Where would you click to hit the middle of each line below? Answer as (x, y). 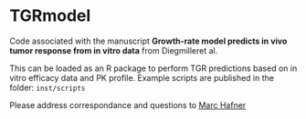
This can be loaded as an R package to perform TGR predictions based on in (153, 68)
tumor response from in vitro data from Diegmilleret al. (114, 50)
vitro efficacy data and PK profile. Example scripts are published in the (142, 77)
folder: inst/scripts (47, 87)
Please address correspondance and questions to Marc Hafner (128, 104)
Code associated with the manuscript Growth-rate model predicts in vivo (148, 41)
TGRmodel (50, 16)
